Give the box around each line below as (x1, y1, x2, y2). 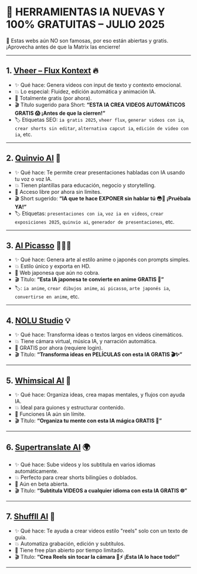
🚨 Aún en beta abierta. (14, 480, 69, 487)
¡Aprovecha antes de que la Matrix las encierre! (6, 43, 120, 50)
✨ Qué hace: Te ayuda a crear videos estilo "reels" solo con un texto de (14, 527, 188, 534)
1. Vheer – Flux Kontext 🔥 (6, 66, 98, 76)
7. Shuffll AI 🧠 (6, 512, 56, 522)
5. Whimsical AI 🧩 (6, 375, 72, 385)
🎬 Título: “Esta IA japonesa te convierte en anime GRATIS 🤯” (14, 276, 164, 283)
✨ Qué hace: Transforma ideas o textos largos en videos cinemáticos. (14, 331, 184, 339)
